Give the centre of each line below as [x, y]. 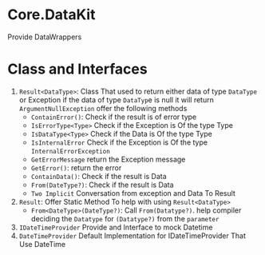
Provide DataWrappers [45, 37]
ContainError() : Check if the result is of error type [114, 117]
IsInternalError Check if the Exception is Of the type [119, 142]
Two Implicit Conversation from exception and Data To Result [133, 193]
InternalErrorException [71, 151]
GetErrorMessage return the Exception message [108, 159]
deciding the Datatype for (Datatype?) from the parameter [125, 218]
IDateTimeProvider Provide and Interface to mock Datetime [116, 227]
